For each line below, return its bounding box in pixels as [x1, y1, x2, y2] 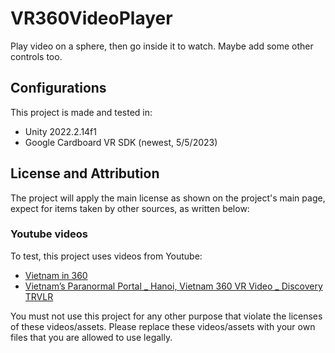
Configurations [10, 80, 107, 97]
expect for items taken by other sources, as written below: [10, 202, 250, 214]
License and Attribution [10, 165, 160, 182]
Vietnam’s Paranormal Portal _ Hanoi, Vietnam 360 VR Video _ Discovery [24, 280, 323, 292]
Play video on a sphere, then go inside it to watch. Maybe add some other [10, 40, 314, 52]
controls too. [10, 50, 63, 62]
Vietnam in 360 [24, 269, 88, 281]
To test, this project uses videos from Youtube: [10, 250, 203, 262]
